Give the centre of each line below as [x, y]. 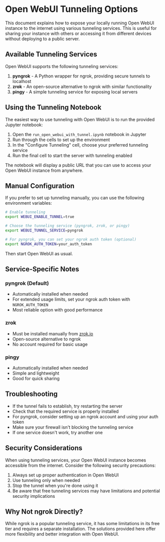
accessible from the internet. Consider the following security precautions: [81, 465]
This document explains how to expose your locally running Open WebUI [80, 23]
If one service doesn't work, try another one [57, 432]
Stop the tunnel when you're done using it [55, 485]
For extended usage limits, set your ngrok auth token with [71, 300]
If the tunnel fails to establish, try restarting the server [67, 406]
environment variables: [29, 203]
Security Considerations [44, 448]
